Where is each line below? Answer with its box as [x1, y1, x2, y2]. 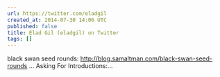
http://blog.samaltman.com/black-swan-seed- [80, 54, 213, 63]
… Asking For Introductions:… [28, 62, 113, 70]
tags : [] [7, 36, 33, 43]
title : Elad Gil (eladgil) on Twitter [7, 29, 119, 36]
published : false [7, 23, 58, 30]
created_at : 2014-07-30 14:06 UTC [7, 16, 108, 23]
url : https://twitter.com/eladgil [7, 10, 108, 17]
